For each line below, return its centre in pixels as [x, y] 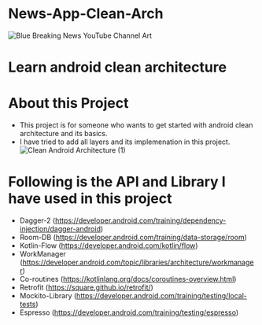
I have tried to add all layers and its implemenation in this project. [125, 142]
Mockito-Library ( [48, 295]
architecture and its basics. [63, 134]
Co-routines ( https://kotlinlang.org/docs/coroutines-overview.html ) [128, 279]
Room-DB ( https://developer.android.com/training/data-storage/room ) [133, 237]
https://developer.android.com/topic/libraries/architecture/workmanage [138, 262]
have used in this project [90, 199]
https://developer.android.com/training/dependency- [140, 220]
